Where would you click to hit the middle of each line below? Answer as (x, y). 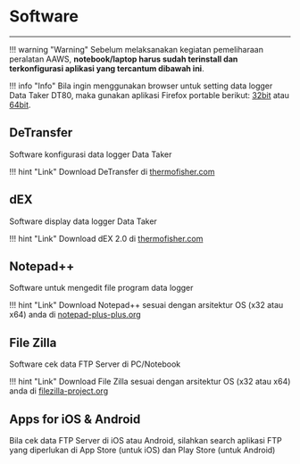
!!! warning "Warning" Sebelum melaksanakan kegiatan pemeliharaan (136, 49)
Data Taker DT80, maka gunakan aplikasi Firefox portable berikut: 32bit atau (150, 95)
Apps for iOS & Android (75, 419)
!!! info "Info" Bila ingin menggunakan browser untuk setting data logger (141, 86)
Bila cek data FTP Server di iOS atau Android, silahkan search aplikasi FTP (146, 440)
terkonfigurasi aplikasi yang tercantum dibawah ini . (107, 68)
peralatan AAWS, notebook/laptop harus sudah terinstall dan (124, 59)
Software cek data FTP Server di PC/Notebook (95, 364)
